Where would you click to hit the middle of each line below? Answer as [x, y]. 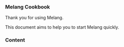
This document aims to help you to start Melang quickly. [62, 27]
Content [15, 40]
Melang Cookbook [28, 7]
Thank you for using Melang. [34, 18]
